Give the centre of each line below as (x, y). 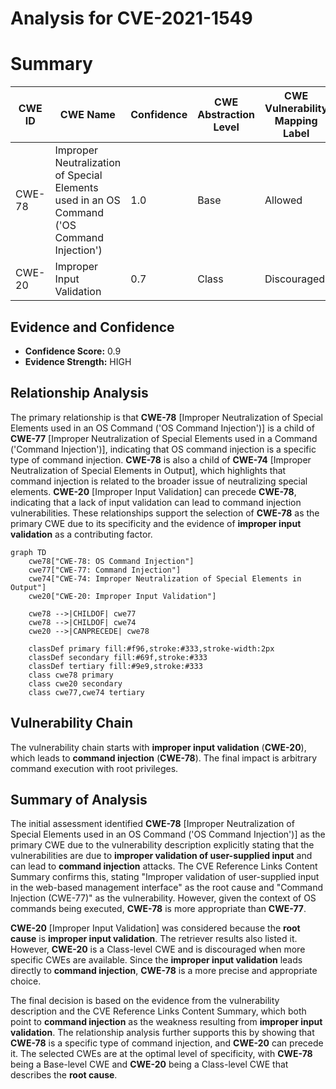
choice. (26, 981)
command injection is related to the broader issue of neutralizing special (159, 481)
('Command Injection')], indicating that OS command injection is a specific (163, 449)
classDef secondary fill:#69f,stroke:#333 (118, 657)
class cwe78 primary (71, 675)
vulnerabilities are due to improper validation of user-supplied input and (161, 856)
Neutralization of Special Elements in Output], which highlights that (148, 470)
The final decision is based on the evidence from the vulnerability (145, 1001)
